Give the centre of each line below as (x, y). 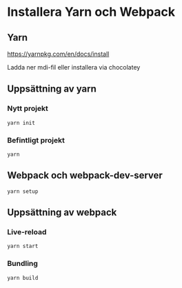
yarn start (23, 246)
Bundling (22, 264)
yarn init (21, 123)
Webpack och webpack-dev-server (85, 175)
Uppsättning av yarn (52, 89)
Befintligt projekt (36, 140)
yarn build (23, 278)
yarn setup (23, 191)
